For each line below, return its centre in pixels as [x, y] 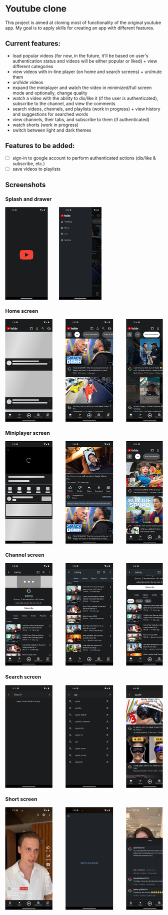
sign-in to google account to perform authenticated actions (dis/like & [84, 158]
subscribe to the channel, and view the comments [64, 104]
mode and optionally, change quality [50, 93]
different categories [33, 66]
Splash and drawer [28, 199]
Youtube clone [36, 9]
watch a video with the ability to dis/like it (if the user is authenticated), [85, 98]
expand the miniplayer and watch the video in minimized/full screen [82, 88]
